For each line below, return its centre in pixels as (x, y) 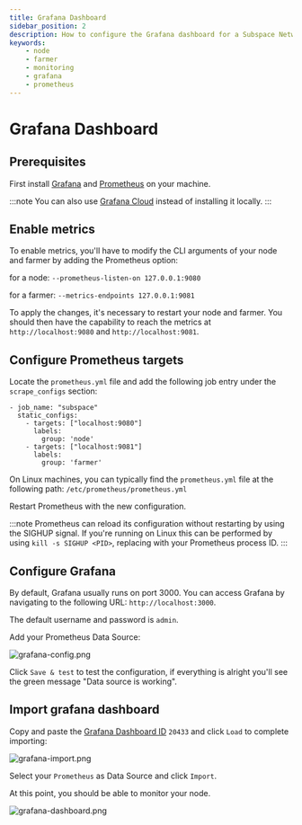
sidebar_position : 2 (48, 26)
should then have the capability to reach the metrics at (110, 322)
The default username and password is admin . (94, 620)
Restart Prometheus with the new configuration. (98, 506)
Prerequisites (48, 162)
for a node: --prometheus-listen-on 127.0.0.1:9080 (105, 278)
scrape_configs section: (53, 391)
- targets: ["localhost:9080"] (84, 423)
